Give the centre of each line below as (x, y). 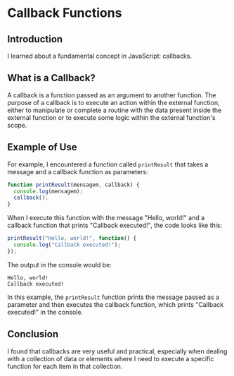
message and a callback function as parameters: (78, 171)
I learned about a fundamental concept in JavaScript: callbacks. (99, 56)
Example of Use (42, 147)
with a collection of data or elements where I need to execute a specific (111, 358)
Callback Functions (65, 13)
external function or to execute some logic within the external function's (111, 117)
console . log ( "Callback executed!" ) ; (67, 245)
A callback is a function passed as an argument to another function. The (112, 95)
